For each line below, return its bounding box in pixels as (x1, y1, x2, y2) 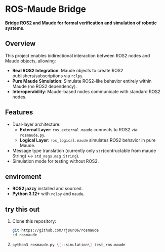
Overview (5, 40, 36, 48)
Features (5, 108, 33, 117)
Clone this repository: (12, 218, 56, 224)
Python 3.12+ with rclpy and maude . (12, 191, 85, 197)
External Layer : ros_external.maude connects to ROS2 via (19, 126, 138, 132)
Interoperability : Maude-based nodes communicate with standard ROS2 (12, 88, 161, 95)
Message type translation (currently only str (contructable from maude (12, 148, 157, 153)
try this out (5, 205, 40, 213)
